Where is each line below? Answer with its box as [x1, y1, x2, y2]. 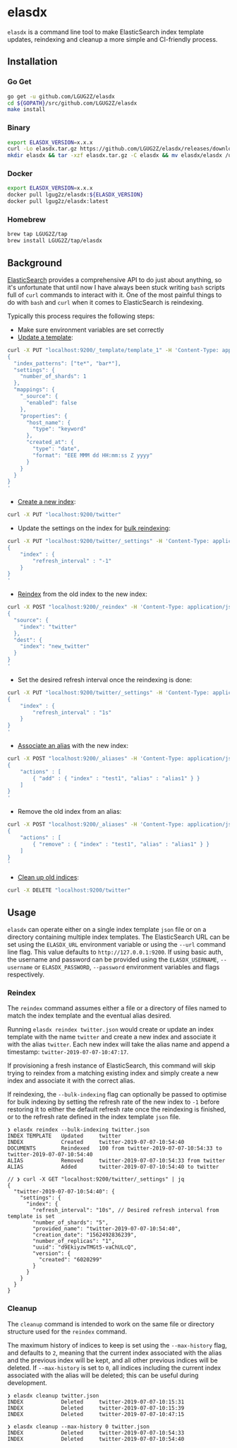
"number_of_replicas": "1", [32, 1238, 115, 1245]
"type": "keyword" [32, 426, 87, 433]
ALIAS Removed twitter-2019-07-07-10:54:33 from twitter [7, 1157, 226, 1164]
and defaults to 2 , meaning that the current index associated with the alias [7, 1348, 222, 1357]
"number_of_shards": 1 [20, 373, 87, 380]
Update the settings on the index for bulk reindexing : [17, 524, 171, 532]
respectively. [7, 970, 44, 979]
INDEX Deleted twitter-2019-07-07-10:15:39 [7, 1404, 185, 1411]
